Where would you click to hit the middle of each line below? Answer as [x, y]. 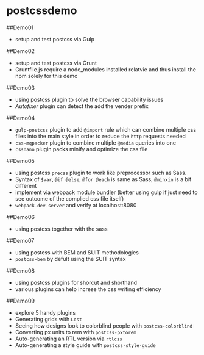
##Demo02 [21, 51]
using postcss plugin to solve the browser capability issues [89, 99]
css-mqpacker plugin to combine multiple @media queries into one [96, 142]
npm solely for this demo [46, 76]
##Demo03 [21, 88]
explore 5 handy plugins [45, 312]
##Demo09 [21, 301]
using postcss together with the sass [61, 229]
